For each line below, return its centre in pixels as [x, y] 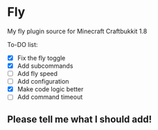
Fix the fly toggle [41, 58]
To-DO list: [23, 44]
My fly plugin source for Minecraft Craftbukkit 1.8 [77, 31]
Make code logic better [50, 89]
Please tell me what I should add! [80, 119]
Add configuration [43, 82]
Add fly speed [37, 74]
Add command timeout [50, 97]
